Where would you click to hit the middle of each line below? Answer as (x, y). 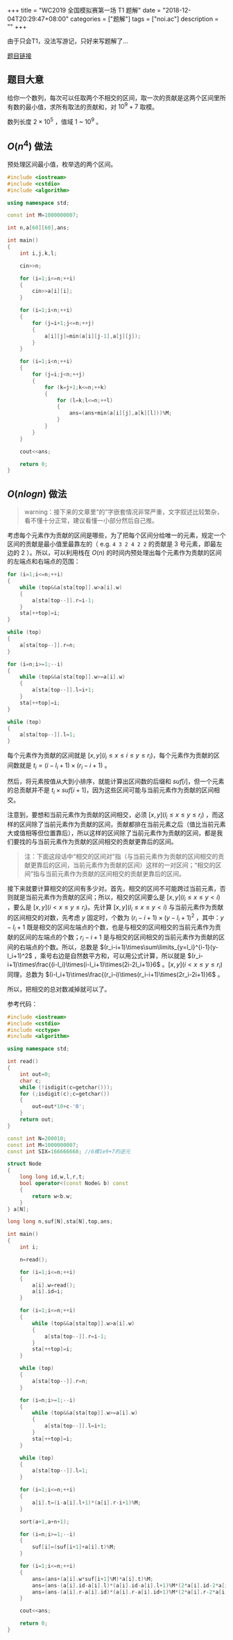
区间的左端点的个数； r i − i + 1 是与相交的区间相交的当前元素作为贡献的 (119, 938)
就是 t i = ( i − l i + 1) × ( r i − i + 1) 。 (65, 766)
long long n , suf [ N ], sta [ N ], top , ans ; (60, 1222)
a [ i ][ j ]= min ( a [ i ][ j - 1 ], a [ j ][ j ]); (93, 336)
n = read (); (34, 1260)
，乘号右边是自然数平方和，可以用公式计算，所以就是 (110, 955)
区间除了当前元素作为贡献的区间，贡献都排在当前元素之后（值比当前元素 (122, 824)
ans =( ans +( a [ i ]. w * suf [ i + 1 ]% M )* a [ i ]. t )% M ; (93, 1579)
